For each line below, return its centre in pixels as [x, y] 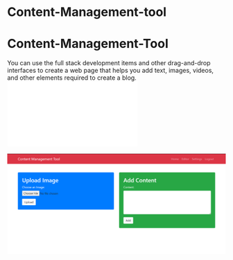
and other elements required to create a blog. [72, 78]
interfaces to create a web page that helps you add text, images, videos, [110, 71]
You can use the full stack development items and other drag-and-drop [109, 63]
